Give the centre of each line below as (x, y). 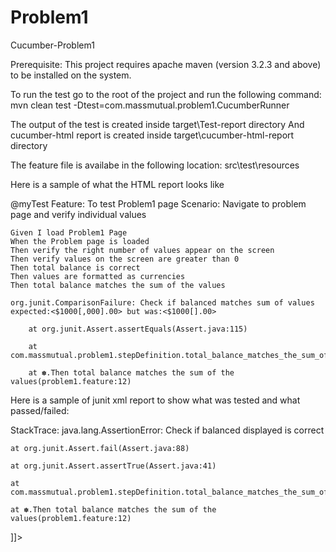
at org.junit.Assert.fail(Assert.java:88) (100, 448)
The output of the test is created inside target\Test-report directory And (157, 124)
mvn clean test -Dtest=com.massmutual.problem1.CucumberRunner (150, 105)
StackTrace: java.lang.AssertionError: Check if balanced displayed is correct (167, 430)
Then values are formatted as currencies (98, 276)
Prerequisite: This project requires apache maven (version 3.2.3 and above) (166, 64)
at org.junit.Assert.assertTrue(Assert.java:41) (113, 466)
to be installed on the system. (71, 75)
